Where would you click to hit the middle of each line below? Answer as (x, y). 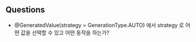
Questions (25, 10)
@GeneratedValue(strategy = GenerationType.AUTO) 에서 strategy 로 (99, 25)
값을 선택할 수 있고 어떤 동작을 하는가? (65, 32)
